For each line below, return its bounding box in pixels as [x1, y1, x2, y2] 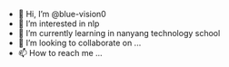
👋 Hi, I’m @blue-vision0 [17, 9, 106, 19]
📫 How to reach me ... [17, 48, 103, 58]
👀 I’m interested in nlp [17, 18, 100, 29]
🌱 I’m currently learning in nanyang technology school [17, 28, 221, 38]
